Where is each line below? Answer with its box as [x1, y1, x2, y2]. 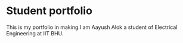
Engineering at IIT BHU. [6, 29, 64, 37]
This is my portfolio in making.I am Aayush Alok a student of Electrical [6, 24, 178, 31]
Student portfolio [6, 4, 92, 18]
